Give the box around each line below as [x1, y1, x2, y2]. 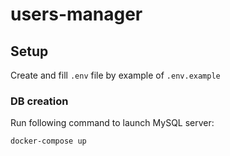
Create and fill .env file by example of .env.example [10, 69, 221, 81]
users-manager [10, 3, 143, 26]
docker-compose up [10, 136, 87, 147]
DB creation [10, 94, 69, 108]
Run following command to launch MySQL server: [10, 117, 215, 129]
